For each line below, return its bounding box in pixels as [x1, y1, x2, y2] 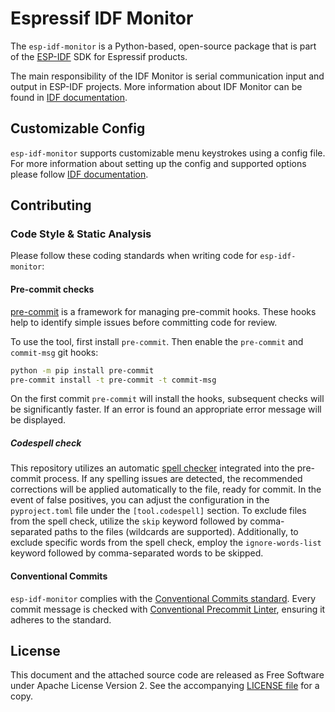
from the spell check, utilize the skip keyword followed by [10, 515, 248, 527]
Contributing [10, 197, 92, 214]
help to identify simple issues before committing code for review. [10, 316, 278, 328]
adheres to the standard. [10, 613, 112, 626]
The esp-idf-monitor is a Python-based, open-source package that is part [10, 40, 317, 52]
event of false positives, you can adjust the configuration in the [10, 494, 270, 506]
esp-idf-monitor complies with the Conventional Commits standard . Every [10, 592, 317, 604]
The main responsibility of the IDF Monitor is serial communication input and [10, 70, 325, 82]
